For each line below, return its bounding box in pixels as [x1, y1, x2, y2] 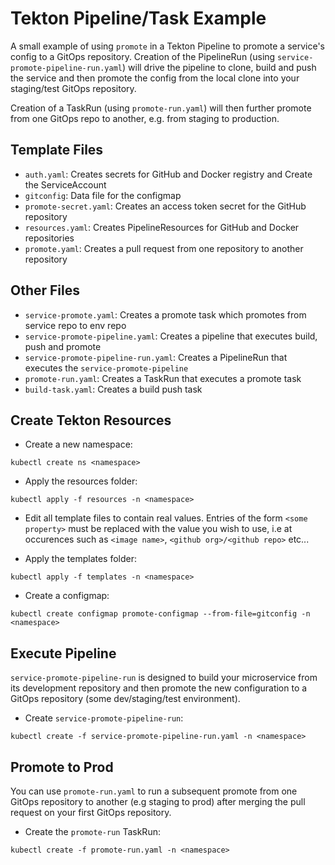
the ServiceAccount [24, 178, 107, 191]
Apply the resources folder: [24, 475, 138, 487]
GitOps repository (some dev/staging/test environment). [10, 693, 241, 705]
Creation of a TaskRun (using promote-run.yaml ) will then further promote [10, 102, 312, 114]
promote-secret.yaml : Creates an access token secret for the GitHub [24, 200, 307, 212]
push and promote [24, 340, 102, 352]
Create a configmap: [24, 590, 110, 602]
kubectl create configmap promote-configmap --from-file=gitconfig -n [10, 609, 311, 619]
